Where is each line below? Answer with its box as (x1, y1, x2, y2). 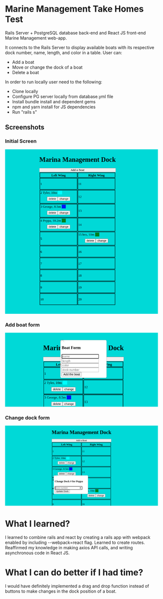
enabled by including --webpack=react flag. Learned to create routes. (5, 540, 145, 545)
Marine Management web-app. (5, 35, 67, 41)
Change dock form (5, 414, 50, 421)
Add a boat (12, 59, 34, 65)
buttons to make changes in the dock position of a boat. (5, 588, 117, 594)
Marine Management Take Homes (5, 3, 144, 15)
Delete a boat (12, 69, 39, 75)
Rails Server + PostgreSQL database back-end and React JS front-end (5, 30, 146, 36)
